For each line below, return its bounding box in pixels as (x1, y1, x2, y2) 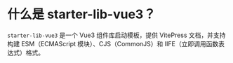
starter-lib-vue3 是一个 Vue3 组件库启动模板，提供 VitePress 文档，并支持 (7, 31, 226, 39)
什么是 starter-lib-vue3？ (7, 6, 156, 22)
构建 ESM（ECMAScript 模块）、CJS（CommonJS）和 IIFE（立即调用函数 (7, 39, 219, 48)
